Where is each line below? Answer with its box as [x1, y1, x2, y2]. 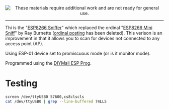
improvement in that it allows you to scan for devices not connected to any [5, 35, 160, 41]
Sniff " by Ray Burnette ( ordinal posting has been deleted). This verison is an [5, 30, 162, 36]
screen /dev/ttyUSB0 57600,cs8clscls [5, 94, 84, 99]
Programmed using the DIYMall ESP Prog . [5, 60, 92, 66]
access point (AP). [5, 41, 44, 47]
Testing [5, 78, 38, 89]
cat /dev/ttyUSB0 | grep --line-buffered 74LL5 [5, 99, 107, 104]
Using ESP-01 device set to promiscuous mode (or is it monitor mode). [5, 50, 151, 56]
